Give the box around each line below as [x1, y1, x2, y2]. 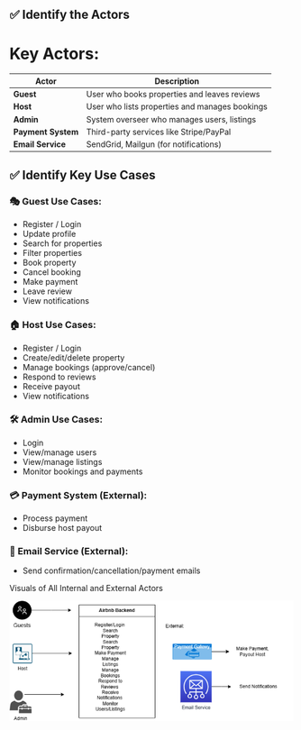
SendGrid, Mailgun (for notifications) [86, 139, 223, 150]
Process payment [22, 513, 88, 524]
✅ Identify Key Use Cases [9, 167, 156, 183]
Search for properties [22, 238, 103, 249]
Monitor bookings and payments [22, 466, 143, 477]
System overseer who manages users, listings [86, 114, 257, 124]
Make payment [22, 277, 78, 287]
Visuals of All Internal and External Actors [9, 583, 164, 594]
